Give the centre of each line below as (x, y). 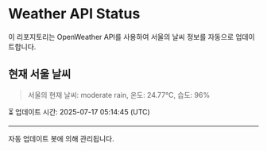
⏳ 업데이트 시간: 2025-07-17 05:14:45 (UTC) (79, 111)
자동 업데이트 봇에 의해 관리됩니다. (61, 138)
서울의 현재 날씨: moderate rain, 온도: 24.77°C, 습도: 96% (119, 95)
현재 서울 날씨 (40, 74)
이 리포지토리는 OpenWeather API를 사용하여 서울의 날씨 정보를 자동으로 (121, 37)
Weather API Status (74, 14)
